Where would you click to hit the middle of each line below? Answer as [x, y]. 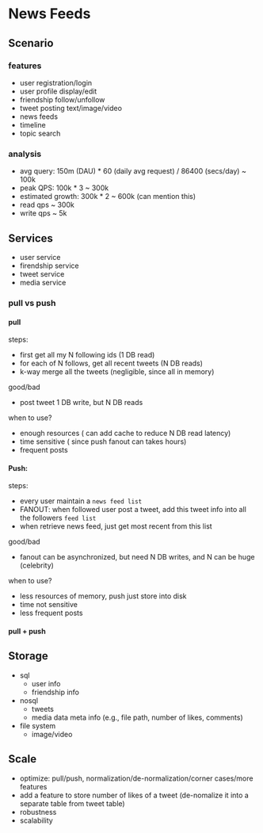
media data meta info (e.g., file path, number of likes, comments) [137, 717]
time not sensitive [48, 605]
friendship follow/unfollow [62, 99]
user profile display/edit [58, 91]
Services [31, 238]
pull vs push [32, 303]
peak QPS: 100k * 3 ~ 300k [64, 188]
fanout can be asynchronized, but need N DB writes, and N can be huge [137, 557]
